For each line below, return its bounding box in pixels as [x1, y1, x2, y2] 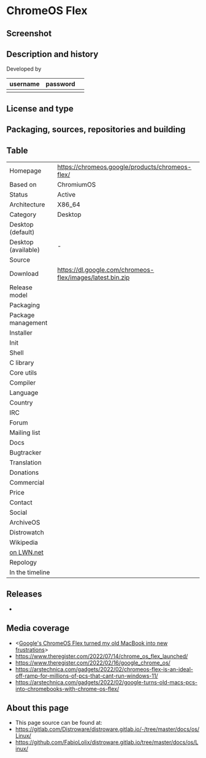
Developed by [6, 65, 42, 72]
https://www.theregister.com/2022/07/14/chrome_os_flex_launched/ [15, 652, 188, 660]
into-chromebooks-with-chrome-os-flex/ [15, 685, 120, 692]
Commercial [9, 478, 45, 486]
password [45, 80, 75, 88]
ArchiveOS [9, 518, 40, 526]
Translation [9, 458, 42, 467]
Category [9, 210, 37, 219]
